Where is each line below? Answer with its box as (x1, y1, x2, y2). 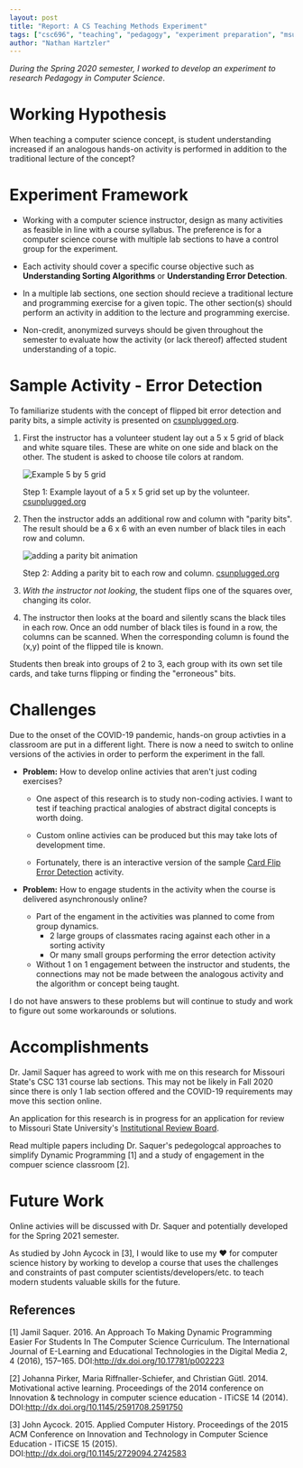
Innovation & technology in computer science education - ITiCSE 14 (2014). (9, 1391, 289, 1403)
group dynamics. (35, 921, 99, 931)
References (9, 1303, 76, 1318)
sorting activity (49, 940, 106, 950)
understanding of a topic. (22, 344, 117, 355)
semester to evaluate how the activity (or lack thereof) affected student (22, 335, 288, 346)
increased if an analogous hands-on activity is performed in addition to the (9, 143, 287, 154)
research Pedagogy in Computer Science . (9, 73, 165, 84)
